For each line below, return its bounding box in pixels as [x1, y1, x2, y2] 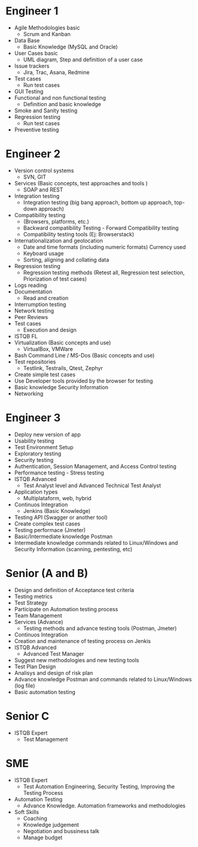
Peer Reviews [14, 313, 48, 320]
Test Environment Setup [14, 443, 74, 450]
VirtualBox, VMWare [23, 345, 73, 352]
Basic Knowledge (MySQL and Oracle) [23, 43, 118, 50]
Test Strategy [14, 599, 48, 606]
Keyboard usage [23, 250, 64, 257]
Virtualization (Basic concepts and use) [14, 339, 111, 346]
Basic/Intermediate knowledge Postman [14, 533, 113, 540]
